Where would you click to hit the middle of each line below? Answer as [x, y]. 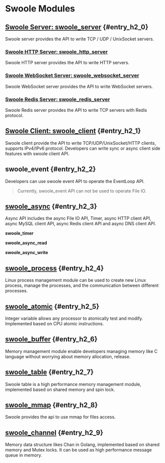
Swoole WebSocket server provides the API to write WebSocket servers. [79, 86]
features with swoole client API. [37, 153]
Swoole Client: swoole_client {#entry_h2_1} [73, 131]
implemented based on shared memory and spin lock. [60, 389]
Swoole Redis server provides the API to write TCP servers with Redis [76, 110]
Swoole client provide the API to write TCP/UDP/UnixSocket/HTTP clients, [81, 143]
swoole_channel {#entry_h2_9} [54, 432]
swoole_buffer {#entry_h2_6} [51, 339]
